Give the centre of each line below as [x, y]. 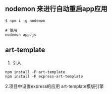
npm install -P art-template [35, 72]
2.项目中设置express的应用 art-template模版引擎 [55, 86]
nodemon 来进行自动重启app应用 [56, 9]
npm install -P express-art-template [44, 76]
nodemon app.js [21, 35]
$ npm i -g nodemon [25, 21]
